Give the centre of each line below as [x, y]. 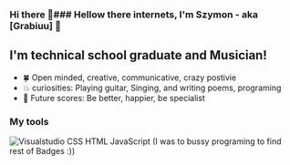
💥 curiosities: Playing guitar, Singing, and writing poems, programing [152, 88]
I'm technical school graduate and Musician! [138, 55]
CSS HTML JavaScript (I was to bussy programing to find [174, 141]
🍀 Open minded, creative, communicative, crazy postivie [129, 77]
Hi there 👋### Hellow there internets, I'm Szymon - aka [134, 15]
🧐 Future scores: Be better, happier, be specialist [114, 98]
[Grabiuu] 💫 [36, 26]
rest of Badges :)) [42, 151]
